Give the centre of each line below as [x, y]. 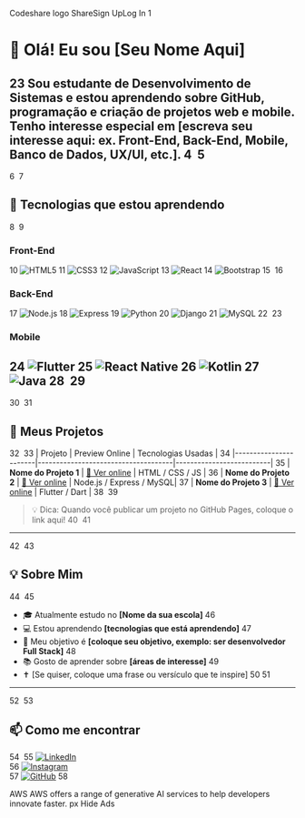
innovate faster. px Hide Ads [62, 803]
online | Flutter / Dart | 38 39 [64, 491]
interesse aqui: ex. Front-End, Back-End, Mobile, [149, 140]
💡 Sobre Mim [46, 575]
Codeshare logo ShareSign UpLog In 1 [80, 13]
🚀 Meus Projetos [57, 431]
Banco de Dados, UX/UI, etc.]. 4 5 [108, 154]
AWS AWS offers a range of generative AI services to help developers [140, 793]
